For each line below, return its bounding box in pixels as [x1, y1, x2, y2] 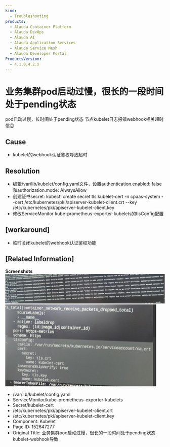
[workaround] [5, 226, 50, 234]
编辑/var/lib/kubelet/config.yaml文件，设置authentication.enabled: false [12, 181, 162, 187]
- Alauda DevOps [10, 29, 44, 35]
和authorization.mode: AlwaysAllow [12, 187, 87, 193]
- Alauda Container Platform [10, 24, 71, 29]
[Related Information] [5, 255, 74, 263]
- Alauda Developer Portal [10, 51, 67, 56]
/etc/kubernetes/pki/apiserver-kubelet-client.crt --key [24, 199, 138, 205]
